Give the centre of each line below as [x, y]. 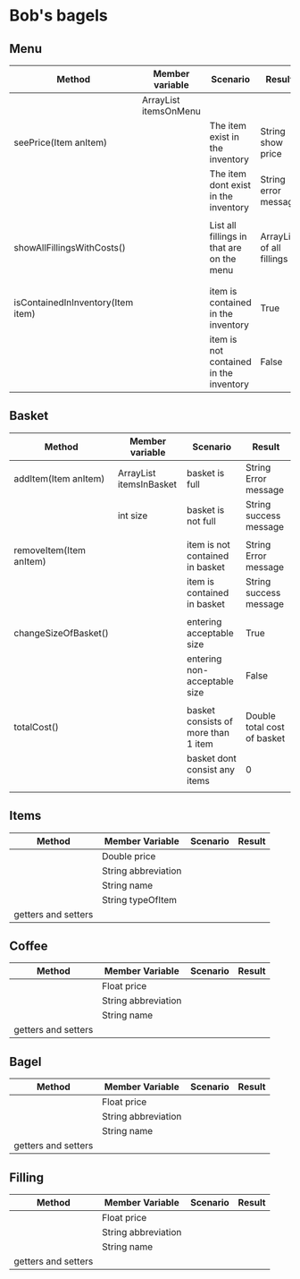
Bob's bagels [59, 16]
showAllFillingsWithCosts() [70, 247]
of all [271, 247]
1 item [200, 744]
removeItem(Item [50, 550]
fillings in [228, 236]
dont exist [230, 185]
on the [223, 259]
